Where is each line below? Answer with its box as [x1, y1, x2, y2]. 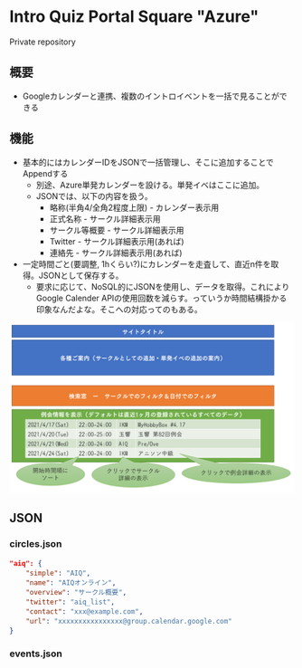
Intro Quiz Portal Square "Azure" [9, 6, 260, 27]
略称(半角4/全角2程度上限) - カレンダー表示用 [49, 202, 220, 213]
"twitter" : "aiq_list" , [25, 597, 116, 606]
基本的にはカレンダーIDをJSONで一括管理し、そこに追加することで [22, 157, 274, 167]
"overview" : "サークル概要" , [25, 588, 127, 597]
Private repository [9, 36, 77, 47]
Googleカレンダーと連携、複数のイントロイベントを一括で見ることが [22, 91, 280, 101]
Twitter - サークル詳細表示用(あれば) [49, 235, 184, 246]
